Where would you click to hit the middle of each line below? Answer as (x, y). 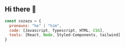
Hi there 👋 (20, 9)
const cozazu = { (23, 21)
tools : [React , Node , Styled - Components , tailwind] (65, 35)
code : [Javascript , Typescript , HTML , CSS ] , (57, 30)
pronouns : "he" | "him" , (35, 26)
